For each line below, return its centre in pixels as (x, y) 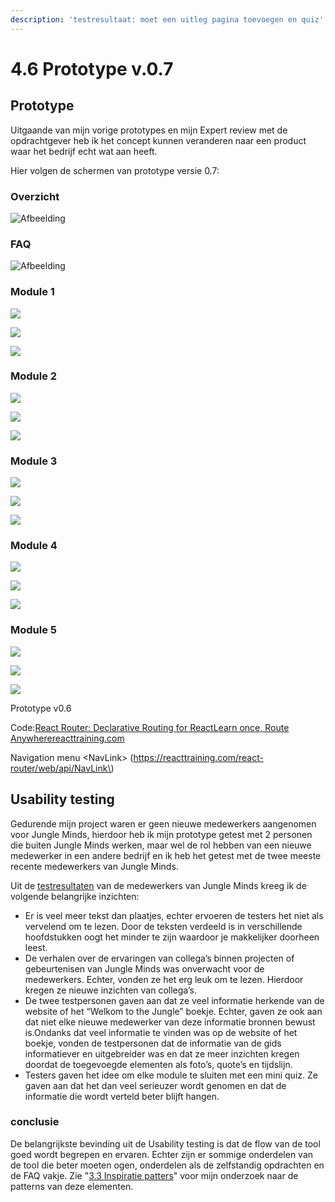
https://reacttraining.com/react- (198, 757)
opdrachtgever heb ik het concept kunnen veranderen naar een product (158, 140)
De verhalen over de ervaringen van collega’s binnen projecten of (159, 958)
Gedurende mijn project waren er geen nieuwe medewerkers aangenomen (163, 823)
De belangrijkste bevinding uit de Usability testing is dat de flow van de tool (165, 1143)
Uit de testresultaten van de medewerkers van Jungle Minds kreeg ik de (158, 885)
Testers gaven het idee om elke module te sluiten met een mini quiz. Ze (171, 1075)
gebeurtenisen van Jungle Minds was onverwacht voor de (144, 968)
